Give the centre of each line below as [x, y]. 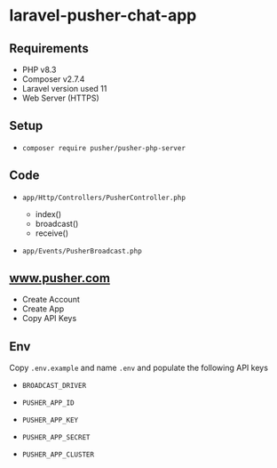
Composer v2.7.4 [53, 79]
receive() [52, 233]
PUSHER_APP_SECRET [56, 438]
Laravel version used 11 [64, 89]
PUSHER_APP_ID [48, 403]
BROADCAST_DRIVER [54, 386]
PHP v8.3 [39, 69]
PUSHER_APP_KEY [50, 420]
